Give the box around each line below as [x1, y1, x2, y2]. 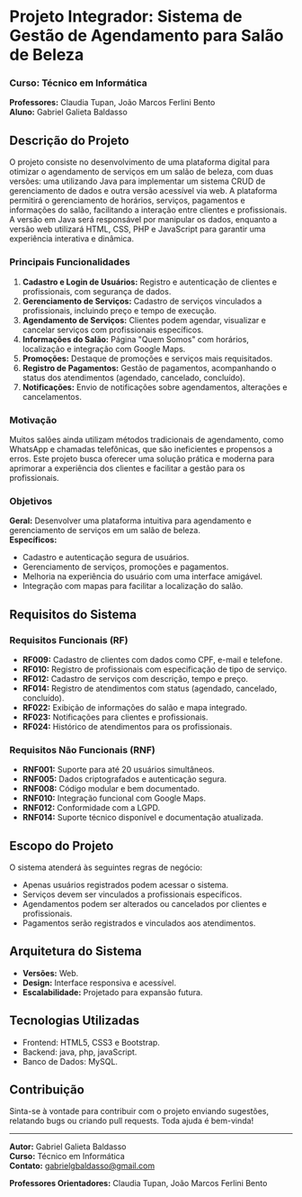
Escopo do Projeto [9, 838, 114, 853]
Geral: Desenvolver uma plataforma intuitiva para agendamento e [9, 515, 252, 526]
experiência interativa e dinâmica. [9, 233, 135, 244]
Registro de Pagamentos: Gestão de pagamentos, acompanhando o [22, 362, 277, 373]
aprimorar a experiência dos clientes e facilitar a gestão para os [9, 462, 245, 474]
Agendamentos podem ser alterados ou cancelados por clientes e [22, 898, 267, 909]
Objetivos [9, 494, 53, 507]
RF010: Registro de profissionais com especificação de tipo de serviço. [22, 664, 288, 675]
